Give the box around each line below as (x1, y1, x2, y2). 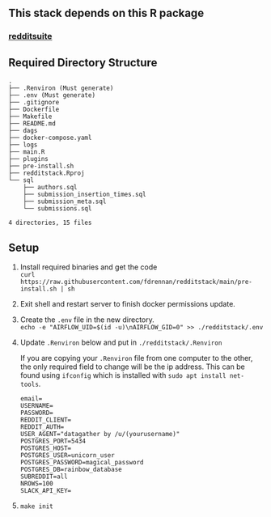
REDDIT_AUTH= (19, 422, 65, 431)
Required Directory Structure (8, 56, 158, 70)
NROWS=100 (19, 479, 54, 488)
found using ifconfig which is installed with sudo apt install (19, 370, 227, 379)
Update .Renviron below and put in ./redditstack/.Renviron (19, 337, 222, 347)
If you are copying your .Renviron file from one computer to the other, (19, 353, 253, 362)
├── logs (8, 141, 38, 149)
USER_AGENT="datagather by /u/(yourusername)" (19, 430, 180, 438)
